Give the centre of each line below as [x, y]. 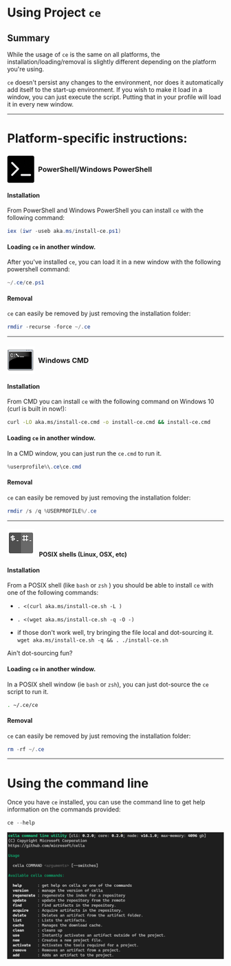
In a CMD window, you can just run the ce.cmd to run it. [85, 453]
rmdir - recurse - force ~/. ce [49, 327]
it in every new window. [41, 104]
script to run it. [28, 691]
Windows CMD [63, 361]
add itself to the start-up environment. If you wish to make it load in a [105, 90]
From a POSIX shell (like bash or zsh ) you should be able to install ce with [110, 585]
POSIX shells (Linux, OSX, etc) [83, 554]
